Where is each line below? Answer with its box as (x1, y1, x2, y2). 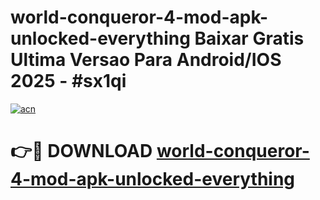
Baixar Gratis (194, 27, 305, 50)
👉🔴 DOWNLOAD (10, 140, 153, 163)
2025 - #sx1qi (10, 70, 127, 93)
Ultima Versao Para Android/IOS (10, 49, 282, 71)
